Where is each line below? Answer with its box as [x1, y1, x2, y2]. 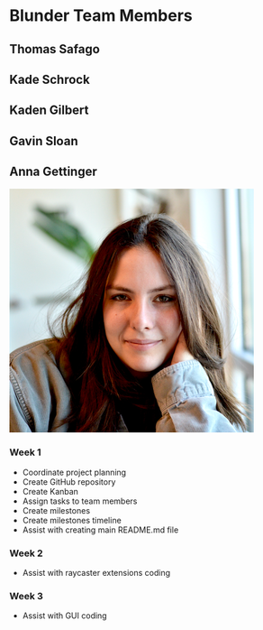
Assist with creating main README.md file [22, 524, 179, 535]
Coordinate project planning [22, 467, 127, 477]
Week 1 [9, 446, 42, 459]
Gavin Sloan [9, 133, 78, 149]
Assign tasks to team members [22, 496, 138, 506]
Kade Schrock [9, 71, 90, 87]
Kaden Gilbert [9, 103, 89, 118]
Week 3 [9, 590, 43, 603]
